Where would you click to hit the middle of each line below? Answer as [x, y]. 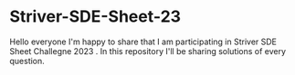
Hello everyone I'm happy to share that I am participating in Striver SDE [143, 42]
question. [27, 61]
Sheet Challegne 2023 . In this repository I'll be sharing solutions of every [147, 51]
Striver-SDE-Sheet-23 [95, 17]
